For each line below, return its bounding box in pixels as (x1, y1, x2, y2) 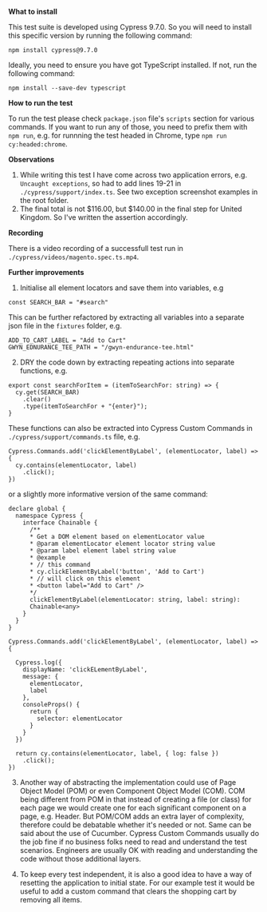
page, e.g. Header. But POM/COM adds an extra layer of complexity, (19, 811, 245, 821)
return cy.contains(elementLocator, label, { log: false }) (15, 750, 219, 758)
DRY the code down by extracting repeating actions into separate (19, 357, 235, 367)
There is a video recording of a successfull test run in (8, 244, 183, 253)
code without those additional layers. (19, 854, 142, 863)
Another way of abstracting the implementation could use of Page (19, 778, 237, 787)
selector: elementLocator (37, 715, 124, 723)
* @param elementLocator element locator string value (29, 540, 216, 548)
